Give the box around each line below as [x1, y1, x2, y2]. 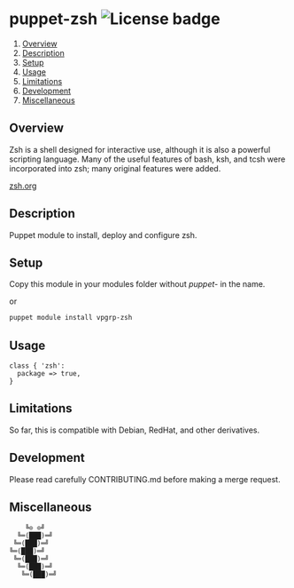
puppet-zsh [9, 9, 98, 29]
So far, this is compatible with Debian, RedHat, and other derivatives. [9, 425, 259, 435]
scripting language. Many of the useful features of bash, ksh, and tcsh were [9, 154, 286, 164]
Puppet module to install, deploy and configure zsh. [9, 229, 197, 240]
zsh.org [9, 180, 37, 191]
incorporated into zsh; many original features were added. [9, 163, 221, 173]
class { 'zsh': [9, 362, 66, 370]
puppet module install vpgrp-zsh [9, 314, 133, 322]
